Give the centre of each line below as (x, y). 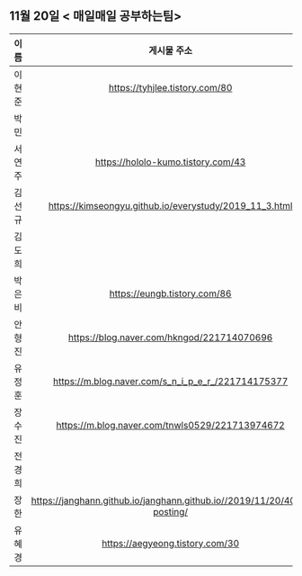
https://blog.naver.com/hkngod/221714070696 (170, 337)
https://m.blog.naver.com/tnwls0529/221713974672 (170, 425)
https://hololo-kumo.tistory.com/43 (170, 162)
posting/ (170, 511)
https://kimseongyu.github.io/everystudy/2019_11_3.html (170, 205)
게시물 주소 (170, 50)
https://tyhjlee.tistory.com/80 (170, 87)
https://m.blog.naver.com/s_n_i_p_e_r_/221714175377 (170, 381)
